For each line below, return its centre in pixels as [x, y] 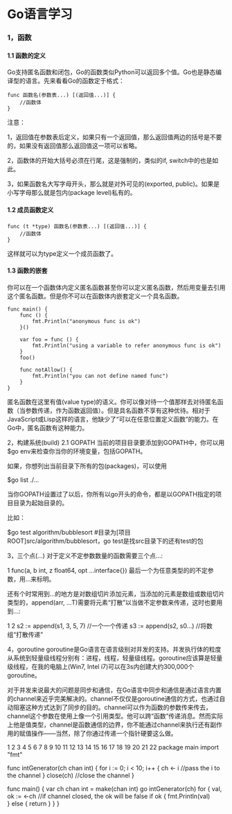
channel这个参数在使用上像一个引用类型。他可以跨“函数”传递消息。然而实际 [115, 716]
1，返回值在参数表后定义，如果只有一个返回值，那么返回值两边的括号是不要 [115, 137]
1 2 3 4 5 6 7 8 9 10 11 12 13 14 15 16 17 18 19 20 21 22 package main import [113, 747]
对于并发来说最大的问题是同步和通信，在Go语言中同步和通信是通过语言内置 [114, 690]
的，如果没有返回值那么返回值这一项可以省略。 [74, 146]
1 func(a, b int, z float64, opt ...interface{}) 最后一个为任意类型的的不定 [107, 570]
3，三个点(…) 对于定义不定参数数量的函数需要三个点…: [85, 555]
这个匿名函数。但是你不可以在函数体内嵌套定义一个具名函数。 [95, 296]
